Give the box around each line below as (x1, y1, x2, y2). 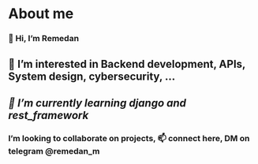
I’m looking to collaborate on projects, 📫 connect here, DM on (8, 132, 250, 143)
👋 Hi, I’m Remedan (8, 33, 80, 44)
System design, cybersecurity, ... (8, 69, 176, 83)
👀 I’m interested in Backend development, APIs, (8, 57, 246, 71)
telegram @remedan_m (8, 145, 100, 156)
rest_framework (8, 108, 89, 122)
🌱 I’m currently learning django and (8, 96, 187, 110)
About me (8, 5, 74, 23)
